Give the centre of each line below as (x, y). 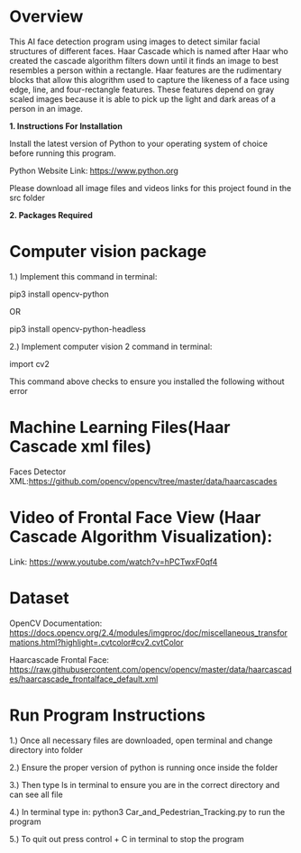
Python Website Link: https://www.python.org (94, 170)
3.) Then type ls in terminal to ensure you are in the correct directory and (145, 784)
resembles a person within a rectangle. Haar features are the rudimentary (146, 70)
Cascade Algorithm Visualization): (141, 537)
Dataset (39, 598)
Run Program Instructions (107, 715)
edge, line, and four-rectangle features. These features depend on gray (142, 89)
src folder (27, 197)
